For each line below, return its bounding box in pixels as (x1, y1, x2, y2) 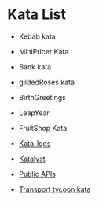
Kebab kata (18, 32, 56, 41)
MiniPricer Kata (18, 47, 69, 56)
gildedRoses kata (18, 77, 75, 87)
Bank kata (18, 62, 52, 72)
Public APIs (18, 169, 57, 178)
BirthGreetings (18, 92, 66, 102)
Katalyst (18, 154, 46, 163)
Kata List (7, 6, 67, 24)
